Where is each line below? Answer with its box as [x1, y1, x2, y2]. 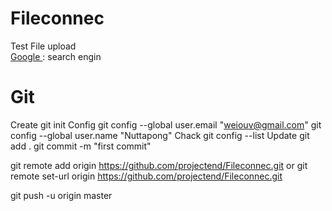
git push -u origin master [10, 189, 113, 201]
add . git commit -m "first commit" [10, 140, 152, 152]
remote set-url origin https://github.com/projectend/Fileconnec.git [10, 170, 283, 182]
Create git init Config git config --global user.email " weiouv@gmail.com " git [10, 118, 322, 131]
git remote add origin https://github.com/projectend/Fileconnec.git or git [10, 159, 308, 171]
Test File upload [10, 40, 77, 52]
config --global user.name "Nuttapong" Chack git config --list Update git [10, 129, 310, 141]
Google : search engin [10, 50, 102, 62]
